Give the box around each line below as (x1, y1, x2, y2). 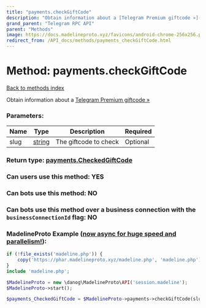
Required (124, 127, 152, 136)
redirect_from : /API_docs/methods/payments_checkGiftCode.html (6, 37, 172, 44)
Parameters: (6, 111, 44, 120)
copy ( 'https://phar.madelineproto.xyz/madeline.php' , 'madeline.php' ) (17, 257, 202, 263)
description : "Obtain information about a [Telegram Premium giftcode (6, 15, 191, 21)
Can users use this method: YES (6, 172, 104, 181)
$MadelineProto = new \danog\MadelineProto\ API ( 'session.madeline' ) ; (6, 279, 188, 285)
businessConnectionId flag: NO (6, 213, 97, 221)
